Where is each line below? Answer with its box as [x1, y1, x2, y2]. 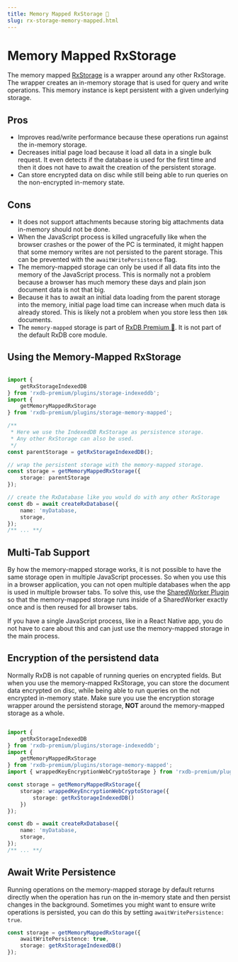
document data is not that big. [17, 285, 106, 294]
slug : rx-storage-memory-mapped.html [7, 17, 119, 24]
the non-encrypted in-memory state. [17, 178, 125, 187]
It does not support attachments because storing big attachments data [17, 218, 225, 226]
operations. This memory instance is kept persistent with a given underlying [7, 86, 229, 94]
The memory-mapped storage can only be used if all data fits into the [17, 263, 221, 272]
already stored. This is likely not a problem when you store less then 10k [17, 308, 228, 316]
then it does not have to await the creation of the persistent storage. [17, 163, 216, 172]
